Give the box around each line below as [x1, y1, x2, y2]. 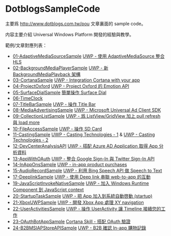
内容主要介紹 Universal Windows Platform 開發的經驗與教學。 [5, 31, 134, 37]
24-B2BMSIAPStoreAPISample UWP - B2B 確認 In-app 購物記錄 [12, 225, 147, 231]
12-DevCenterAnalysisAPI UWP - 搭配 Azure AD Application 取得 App [12, 143, 158, 149]
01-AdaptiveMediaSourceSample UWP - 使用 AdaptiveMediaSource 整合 [12, 53, 165, 59]
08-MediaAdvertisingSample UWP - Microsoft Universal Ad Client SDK [12, 107, 161, 113]
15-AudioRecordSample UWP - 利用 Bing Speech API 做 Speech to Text [12, 167, 162, 173]
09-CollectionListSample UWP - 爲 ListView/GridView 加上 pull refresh [12, 113, 161, 119]
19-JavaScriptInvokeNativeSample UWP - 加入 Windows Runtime [12, 180, 149, 186]
